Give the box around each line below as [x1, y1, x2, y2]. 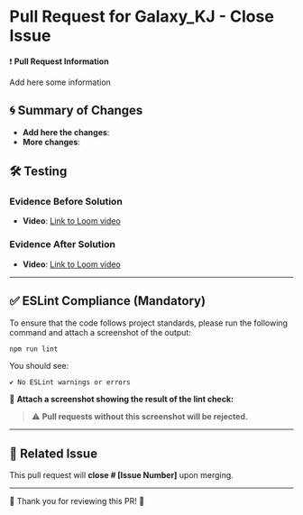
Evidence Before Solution [9, 196, 124, 208]
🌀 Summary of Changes [9, 103, 143, 118]
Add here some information [9, 77, 111, 87]
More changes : [22, 136, 81, 147]
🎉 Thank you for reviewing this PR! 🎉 [9, 496, 145, 507]
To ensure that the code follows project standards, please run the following [9, 317, 289, 328]
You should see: [9, 361, 69, 372]
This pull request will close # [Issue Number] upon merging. [9, 470, 234, 481]
